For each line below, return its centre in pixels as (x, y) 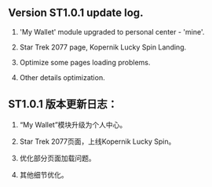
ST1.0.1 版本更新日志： (63, 104)
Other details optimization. (62, 77)
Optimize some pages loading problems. (85, 62)
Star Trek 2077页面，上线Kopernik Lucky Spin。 (97, 141)
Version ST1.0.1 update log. (76, 13)
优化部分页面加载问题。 (57, 158)
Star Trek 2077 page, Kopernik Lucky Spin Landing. (103, 47)
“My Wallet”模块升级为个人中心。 (73, 124)
